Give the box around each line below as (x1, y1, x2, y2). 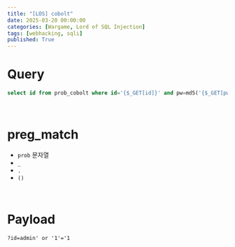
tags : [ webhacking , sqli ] (7, 29, 83, 37)
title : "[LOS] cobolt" (7, 10, 73, 17)
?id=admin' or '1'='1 (7, 234, 71, 241)
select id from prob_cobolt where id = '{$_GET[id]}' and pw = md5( (7, 90, 199, 97)
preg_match (7, 127, 79, 143)
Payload (7, 211, 56, 227)
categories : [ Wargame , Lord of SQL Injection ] (7, 23, 145, 30)
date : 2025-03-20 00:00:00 (7, 17, 86, 24)
